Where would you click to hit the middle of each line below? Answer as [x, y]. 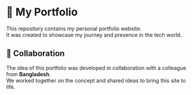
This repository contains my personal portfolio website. [74, 28]
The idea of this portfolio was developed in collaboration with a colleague [96, 68]
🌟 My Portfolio [42, 12]
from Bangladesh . [29, 74]
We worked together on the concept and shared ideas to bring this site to [96, 80]
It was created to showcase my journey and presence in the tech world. [94, 34]
